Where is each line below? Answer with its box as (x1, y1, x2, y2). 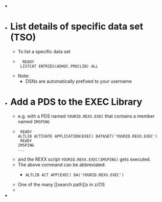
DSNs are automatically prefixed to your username (25, 78, 132, 84)
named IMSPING (17, 118, 50, 124)
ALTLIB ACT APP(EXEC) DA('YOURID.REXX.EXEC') (25, 172, 124, 177)
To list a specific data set (17, 48, 71, 54)
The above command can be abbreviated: (17, 162, 106, 168)
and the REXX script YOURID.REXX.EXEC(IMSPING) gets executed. (17, 156, 151, 162)
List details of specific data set (10, 21, 144, 32)
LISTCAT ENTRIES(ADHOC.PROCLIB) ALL (20, 63, 99, 69)
